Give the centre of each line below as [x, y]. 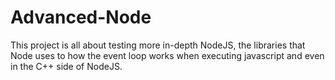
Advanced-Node [81, 17]
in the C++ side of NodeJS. [66, 66]
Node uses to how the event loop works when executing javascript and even [167, 55]
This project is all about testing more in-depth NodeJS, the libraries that [158, 45]
